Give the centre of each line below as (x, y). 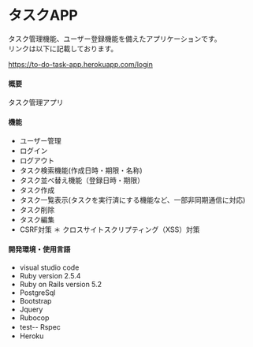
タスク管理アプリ (36, 103)
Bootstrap (35, 300)
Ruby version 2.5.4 (50, 275)
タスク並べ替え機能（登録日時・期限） (82, 181)
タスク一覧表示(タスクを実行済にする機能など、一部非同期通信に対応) (132, 200)
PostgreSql (37, 293)
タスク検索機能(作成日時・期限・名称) (81, 170)
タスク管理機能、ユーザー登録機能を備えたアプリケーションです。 (115, 39)
